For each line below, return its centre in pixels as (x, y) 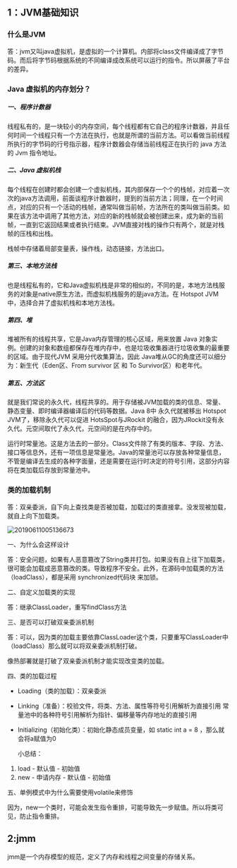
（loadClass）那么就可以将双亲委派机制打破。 (74, 646)
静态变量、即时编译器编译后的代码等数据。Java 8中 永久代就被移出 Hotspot (117, 411)
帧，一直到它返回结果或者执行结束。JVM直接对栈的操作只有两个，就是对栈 (116, 224)
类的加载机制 (29, 490)
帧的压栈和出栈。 (32, 233)
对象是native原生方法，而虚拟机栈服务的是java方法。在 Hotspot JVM (119, 294)
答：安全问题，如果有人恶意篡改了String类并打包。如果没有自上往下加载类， (118, 559)
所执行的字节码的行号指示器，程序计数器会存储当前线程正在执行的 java (110, 144)
